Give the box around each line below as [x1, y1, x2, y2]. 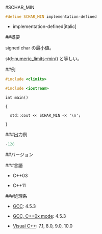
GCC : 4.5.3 [12, 203, 36, 209]
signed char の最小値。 [5, 44, 54, 50]
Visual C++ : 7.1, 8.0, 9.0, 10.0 [12, 223, 73, 229]
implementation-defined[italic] [12, 23, 76, 30]
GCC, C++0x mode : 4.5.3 [12, 213, 66, 219]
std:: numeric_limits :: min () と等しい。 [5, 56, 82, 62]
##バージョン [5, 151, 34, 158]
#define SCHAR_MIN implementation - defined [5, 14, 97, 19]
